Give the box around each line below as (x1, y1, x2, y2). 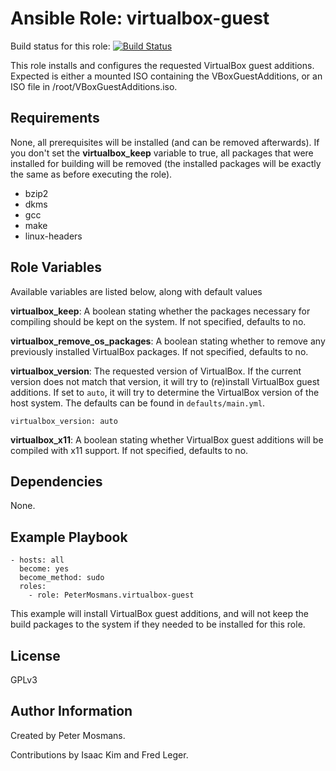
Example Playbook (10, 528, 128, 546)
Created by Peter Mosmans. (10, 729, 126, 741)
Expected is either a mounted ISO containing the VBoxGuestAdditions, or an (10, 70, 323, 82)
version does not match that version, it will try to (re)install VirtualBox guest (10, 375, 320, 387)
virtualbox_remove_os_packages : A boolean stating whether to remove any (10, 335, 326, 347)
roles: (19, 582, 47, 592)
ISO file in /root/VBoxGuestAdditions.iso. (10, 80, 178, 92)
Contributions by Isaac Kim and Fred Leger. (10, 748, 189, 761)
